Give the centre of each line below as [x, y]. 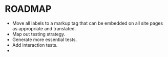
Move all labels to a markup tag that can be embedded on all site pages [88, 23]
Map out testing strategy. [39, 34]
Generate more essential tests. [45, 40]
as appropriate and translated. [44, 28]
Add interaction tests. [35, 45]
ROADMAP [28, 9]
